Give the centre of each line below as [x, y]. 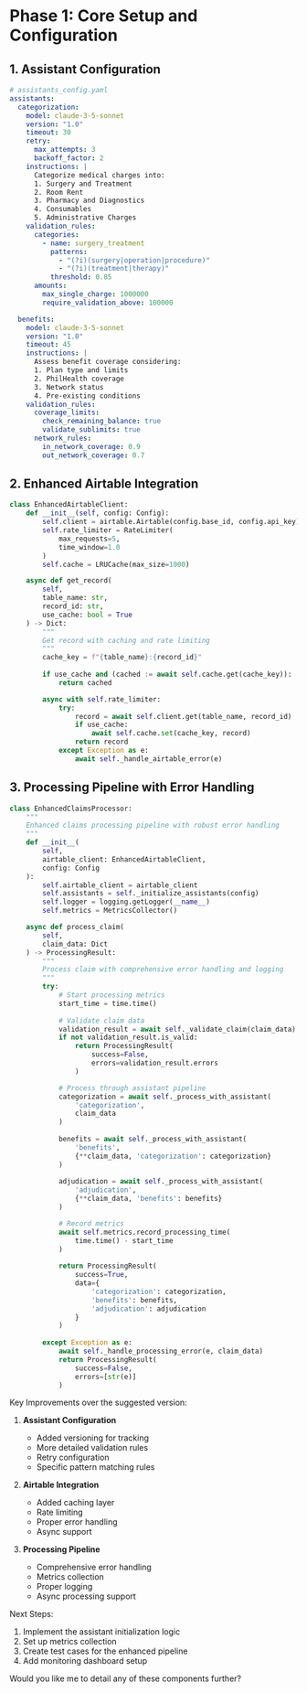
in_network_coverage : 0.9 [92, 446]
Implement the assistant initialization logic [101, 1632]
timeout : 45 [48, 345]
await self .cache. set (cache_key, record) [171, 734]
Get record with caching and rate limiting [126, 640]
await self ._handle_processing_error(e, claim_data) [160, 1351]
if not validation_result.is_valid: [128, 1038]
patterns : [69, 252]
